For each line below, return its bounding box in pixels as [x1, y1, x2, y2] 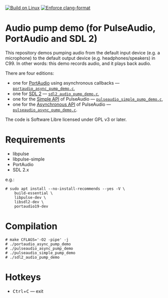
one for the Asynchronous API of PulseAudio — [12, 101, 111, 107]
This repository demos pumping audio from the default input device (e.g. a [5, 49, 160, 55]
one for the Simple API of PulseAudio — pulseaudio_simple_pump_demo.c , [12, 96, 163, 102]
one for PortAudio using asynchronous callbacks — [12, 80, 120, 86]
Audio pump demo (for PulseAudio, [5, 23, 156, 34]
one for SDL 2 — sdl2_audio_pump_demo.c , [12, 91, 99, 97]
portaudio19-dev [14, 204, 49, 209]
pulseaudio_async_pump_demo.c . [12, 106, 78, 113]
